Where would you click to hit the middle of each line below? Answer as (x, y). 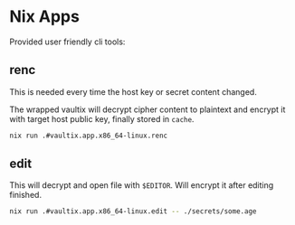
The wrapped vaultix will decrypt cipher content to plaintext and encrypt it (147, 109)
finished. (26, 195)
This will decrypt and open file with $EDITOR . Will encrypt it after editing (142, 185)
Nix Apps (44, 17)
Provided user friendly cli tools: (67, 42)
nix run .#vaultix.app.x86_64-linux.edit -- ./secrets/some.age (133, 211)
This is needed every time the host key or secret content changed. (133, 91)
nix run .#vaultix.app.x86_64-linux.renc (89, 136)
